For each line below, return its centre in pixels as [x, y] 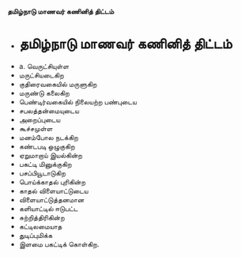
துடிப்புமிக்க [36, 235]
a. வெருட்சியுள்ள [44, 66]
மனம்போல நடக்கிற [49, 137]
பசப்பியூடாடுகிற [42, 172]
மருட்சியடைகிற [41, 75]
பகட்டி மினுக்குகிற [45, 164]
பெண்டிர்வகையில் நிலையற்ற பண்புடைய [78, 101]
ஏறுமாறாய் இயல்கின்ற [51, 155]
